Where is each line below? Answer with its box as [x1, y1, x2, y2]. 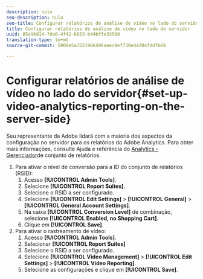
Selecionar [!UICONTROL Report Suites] [24, 240, 126, 248]
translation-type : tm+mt [6, 37, 69, 43]
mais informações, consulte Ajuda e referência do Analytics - [6, 145, 159, 152]
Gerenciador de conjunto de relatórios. [6, 152, 101, 159]
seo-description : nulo [6, 14, 63, 21]
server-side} [6, 112, 71, 126]
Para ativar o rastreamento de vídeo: [14, 227, 106, 234]
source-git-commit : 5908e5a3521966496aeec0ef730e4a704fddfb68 [6, 43, 166, 49]
